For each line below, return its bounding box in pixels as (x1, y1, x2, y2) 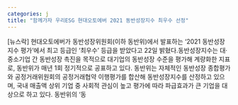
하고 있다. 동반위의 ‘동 (25, 89, 86, 99)
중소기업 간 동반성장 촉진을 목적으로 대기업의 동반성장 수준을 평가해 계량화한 (7, 54, 217, 63)
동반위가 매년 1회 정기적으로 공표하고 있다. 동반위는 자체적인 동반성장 (16, 63, 207, 72)
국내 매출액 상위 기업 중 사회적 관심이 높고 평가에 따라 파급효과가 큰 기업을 (16, 81, 221, 89)
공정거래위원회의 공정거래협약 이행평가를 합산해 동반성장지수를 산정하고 (14, 72, 212, 81)
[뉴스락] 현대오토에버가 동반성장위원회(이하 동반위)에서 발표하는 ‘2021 (7, 37, 201, 46)
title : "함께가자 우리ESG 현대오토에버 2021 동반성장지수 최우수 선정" (7, 17, 189, 24)
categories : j (7, 10, 50, 18)
